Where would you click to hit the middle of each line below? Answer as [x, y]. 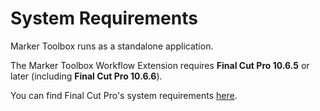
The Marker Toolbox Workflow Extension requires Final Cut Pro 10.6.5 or [160, 65]
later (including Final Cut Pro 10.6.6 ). [86, 76]
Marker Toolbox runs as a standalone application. [112, 46]
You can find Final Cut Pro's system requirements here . [124, 95]
